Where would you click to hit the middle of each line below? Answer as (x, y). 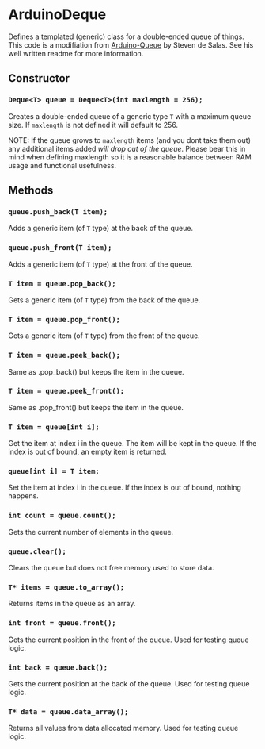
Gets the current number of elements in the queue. (91, 532)
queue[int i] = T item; (54, 471)
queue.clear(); (38, 551)
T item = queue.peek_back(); (64, 355)
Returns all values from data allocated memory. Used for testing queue (123, 728)
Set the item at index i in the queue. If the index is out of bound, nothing (125, 488)
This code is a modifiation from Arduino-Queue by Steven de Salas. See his (131, 44)
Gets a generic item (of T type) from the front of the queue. (104, 336)
